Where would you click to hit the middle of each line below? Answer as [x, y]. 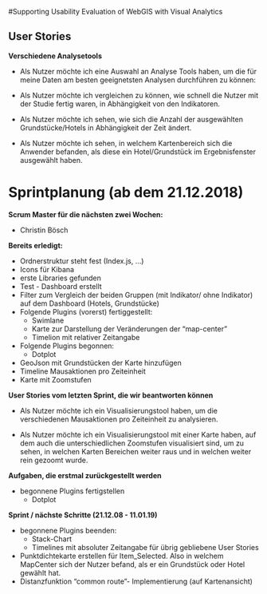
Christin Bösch [44, 230]
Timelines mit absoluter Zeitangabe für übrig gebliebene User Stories [145, 547]
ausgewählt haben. [51, 160]
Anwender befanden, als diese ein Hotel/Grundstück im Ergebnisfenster [138, 152]
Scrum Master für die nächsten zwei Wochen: [86, 214]
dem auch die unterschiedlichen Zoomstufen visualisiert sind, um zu [132, 443]
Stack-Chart [52, 539]
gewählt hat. [40, 572]
